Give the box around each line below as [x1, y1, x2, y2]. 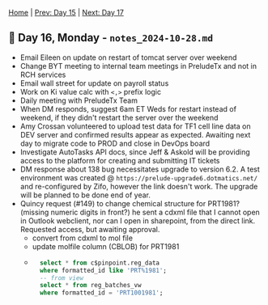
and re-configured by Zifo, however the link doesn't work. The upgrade [19, 181, 258, 191]
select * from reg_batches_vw [39, 282, 142, 290]
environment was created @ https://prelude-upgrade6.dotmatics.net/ [19, 172, 257, 182]
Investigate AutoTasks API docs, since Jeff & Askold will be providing [19, 146, 251, 157]
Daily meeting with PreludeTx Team [19, 95, 138, 105]
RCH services [19, 70, 66, 79]
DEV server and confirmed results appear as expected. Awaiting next [19, 129, 251, 139]
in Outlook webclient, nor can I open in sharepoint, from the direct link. [19, 215, 256, 226]
